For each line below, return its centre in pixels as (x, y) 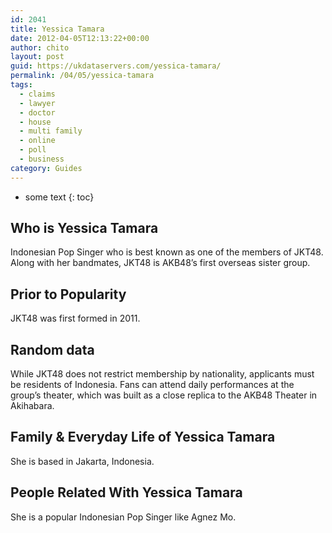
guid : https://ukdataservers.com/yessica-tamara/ (116, 66)
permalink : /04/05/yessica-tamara (82, 76)
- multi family (51, 131)
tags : (21, 85)
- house (35, 122)
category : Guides (46, 168)
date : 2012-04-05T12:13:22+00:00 (80, 38)
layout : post (37, 57)
